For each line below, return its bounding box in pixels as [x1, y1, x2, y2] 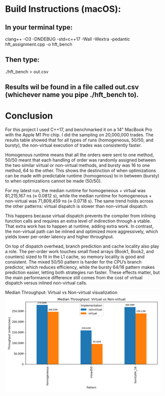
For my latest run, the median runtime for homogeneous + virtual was [5, 188, 146, 194]
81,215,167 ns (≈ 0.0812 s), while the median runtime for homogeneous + [5, 193, 152, 199]
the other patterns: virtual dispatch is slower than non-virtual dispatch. [5, 203, 148, 209]
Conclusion [5, 110, 53, 122]
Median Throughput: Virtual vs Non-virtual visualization [5, 290, 118, 296]
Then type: [5, 56, 40, 64]
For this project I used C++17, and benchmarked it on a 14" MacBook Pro [5, 127, 153, 132]
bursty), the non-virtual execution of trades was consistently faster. [5, 142, 142, 148]
